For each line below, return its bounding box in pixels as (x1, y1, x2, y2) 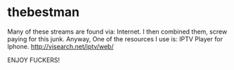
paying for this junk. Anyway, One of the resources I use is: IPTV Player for (7, 34, 223, 43)
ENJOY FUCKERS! (7, 55, 60, 64)
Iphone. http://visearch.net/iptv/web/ (7, 42, 114, 50)
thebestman (7, 4, 79, 20)
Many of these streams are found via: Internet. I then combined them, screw (7, 27, 228, 36)
